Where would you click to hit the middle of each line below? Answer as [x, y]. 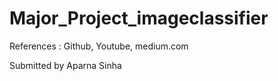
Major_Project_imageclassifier [139, 18]
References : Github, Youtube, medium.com [99, 46]
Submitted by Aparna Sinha [65, 65]
